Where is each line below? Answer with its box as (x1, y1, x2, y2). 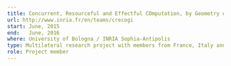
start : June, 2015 (7, 23, 60, 30)
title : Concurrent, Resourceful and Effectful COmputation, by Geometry (7, 10, 220, 17)
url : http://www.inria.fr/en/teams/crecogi (7, 16, 134, 23)
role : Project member (7, 49, 69, 56)
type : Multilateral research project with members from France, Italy (7, 42, 214, 49)
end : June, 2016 (7, 29, 60, 36)
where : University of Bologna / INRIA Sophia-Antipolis (7, 36, 170, 43)
